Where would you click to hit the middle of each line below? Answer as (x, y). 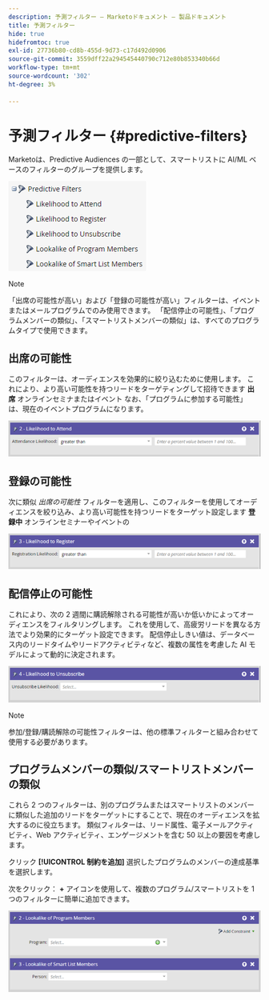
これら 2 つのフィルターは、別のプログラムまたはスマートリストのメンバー (131, 805)
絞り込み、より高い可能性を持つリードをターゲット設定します (145, 511)
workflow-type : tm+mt (44, 68)
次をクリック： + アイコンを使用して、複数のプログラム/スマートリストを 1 (131, 889)
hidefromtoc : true (39, 42)
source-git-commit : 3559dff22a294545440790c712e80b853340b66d (114, 59)
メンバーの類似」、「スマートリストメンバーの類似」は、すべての (127, 321)
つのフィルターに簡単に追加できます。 (71, 899)
